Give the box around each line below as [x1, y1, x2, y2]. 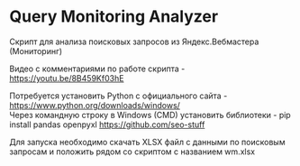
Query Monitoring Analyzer [9, 6, 219, 27]
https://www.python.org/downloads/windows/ [9, 99, 180, 110]
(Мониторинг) [9, 45, 63, 56]
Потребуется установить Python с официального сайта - [9, 90, 228, 101]
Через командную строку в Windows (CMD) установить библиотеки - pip [9, 109, 291, 120]
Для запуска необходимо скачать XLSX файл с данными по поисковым [9, 136, 286, 147]
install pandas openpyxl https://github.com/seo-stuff [9, 119, 205, 130]
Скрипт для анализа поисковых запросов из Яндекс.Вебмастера [9, 36, 259, 47]
